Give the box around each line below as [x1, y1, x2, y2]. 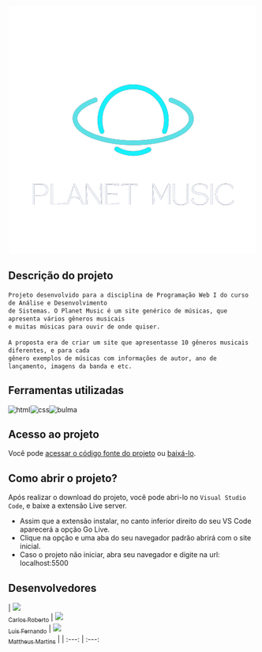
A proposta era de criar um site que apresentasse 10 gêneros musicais [8, 339, 249, 347]
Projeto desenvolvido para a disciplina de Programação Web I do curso [8, 291, 249, 299]
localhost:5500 [19, 559, 69, 568]
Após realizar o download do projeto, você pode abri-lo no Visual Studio [8, 493, 246, 502]
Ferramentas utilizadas [8, 384, 125, 397]
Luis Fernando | [8, 624, 51, 635]
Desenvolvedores [8, 581, 97, 595]
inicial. [19, 541, 41, 552]
